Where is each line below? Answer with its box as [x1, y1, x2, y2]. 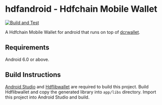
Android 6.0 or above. [5, 56, 49, 62]
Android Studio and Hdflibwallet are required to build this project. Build [5, 83, 149, 89]
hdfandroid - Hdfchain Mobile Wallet [5, 3, 158, 15]
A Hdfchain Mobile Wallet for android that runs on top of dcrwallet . [5, 29, 141, 35]
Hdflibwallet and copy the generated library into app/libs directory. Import [5, 89, 157, 95]
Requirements [5, 43, 49, 52]
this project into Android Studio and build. [5, 94, 90, 100]
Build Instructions [5, 71, 61, 79]
